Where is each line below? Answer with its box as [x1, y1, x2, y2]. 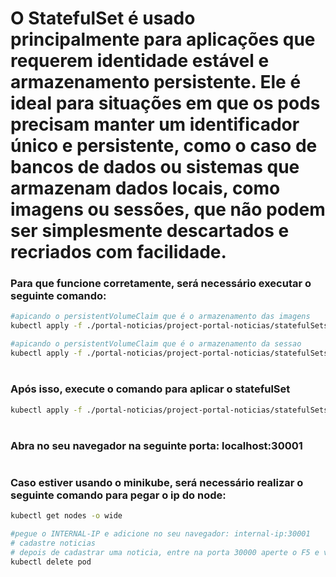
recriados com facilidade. [10, 241, 227, 264]
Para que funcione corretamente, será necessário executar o [10, 277, 312, 291]
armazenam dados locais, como [10, 177, 281, 200]
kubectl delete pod [10, 557, 92, 567]
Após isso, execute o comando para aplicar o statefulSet [10, 382, 291, 396]
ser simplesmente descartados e [10, 220, 290, 242]
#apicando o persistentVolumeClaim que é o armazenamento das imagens [10, 312, 311, 322]
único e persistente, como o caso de [10, 135, 318, 157]
